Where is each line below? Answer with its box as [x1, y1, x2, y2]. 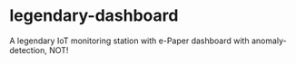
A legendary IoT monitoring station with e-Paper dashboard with [9, 35, 250, 46]
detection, [9, 44, 48, 55]
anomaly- [251, 35, 288, 46]
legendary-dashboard [9, 5, 179, 26]
